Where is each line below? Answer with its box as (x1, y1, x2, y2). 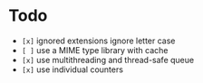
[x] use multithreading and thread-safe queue (21, 54, 195, 65)
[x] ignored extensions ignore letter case (21, 35, 176, 46)
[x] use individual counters (21, 64, 124, 75)
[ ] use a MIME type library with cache (21, 44, 169, 55)
